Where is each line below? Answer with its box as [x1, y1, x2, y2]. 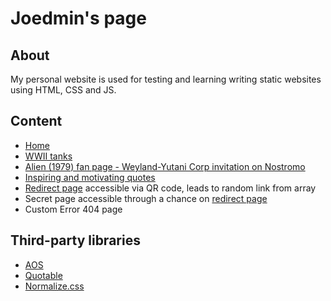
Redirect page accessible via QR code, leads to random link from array [24, 182, 317, 194]
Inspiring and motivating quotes [24, 171, 156, 183]
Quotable [24, 269, 63, 281]
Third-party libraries [10, 232, 141, 249]
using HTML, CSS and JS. [10, 84, 117, 96]
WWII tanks [24, 150, 73, 162]
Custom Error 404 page [24, 203, 123, 215]
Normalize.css [24, 280, 85, 292]
